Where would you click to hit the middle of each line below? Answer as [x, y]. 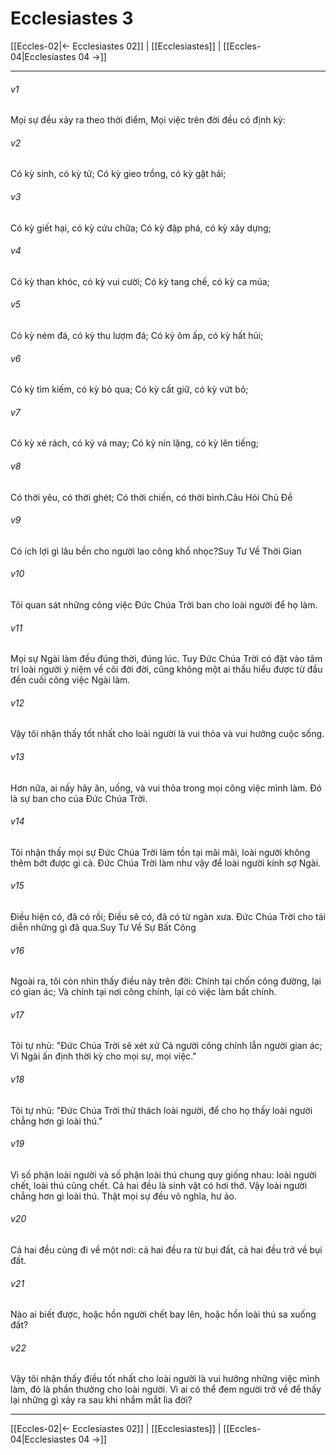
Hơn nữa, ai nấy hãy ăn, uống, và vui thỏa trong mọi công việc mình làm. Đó [166, 788]
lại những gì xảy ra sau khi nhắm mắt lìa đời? [101, 1400]
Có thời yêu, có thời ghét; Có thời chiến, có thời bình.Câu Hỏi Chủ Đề [151, 497]
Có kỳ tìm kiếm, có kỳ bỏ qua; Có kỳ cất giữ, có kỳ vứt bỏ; [129, 389]
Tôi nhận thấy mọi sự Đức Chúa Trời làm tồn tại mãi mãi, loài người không [160, 852]
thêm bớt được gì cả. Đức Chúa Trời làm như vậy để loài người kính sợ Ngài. [166, 863]
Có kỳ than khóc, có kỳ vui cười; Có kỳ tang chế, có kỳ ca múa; [140, 281]
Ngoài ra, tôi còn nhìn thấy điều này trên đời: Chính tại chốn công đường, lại [166, 981]
